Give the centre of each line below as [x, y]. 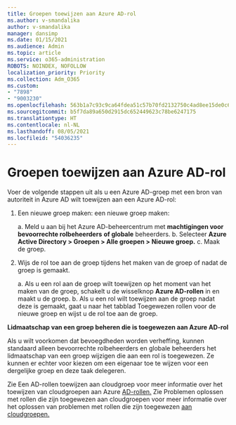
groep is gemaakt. [44, 270]
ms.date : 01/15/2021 [38, 40]
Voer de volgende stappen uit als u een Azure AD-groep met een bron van [115, 192]
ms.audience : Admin [36, 46]
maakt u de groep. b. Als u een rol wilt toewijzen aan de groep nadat [116, 299]
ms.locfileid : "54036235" [45, 138]
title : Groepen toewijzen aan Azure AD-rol [72, 14]
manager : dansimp [33, 33]
